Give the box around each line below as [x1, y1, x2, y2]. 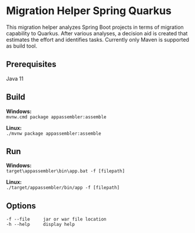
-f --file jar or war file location [6, 217, 107, 222]
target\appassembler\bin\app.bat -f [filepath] [6, 168, 125, 174]
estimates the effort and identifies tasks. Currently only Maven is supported [6, 36, 190, 43]
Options [6, 201, 37, 211]
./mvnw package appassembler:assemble [6, 131, 101, 137]
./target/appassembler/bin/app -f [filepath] [6, 185, 120, 191]
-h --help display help [6, 222, 75, 228]
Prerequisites [6, 59, 57, 69]
